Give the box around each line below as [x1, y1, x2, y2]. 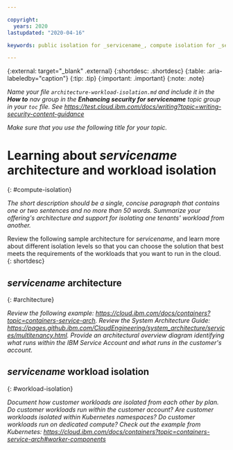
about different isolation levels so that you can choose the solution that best [7, 242, 224, 250]
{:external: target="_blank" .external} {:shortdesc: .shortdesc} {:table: [7, 67, 206, 75]
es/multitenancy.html [7, 331, 67, 339]
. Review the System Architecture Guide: [95, 316, 210, 324]
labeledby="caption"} [7, 74, 69, 83]
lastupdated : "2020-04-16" [7, 29, 85, 36]
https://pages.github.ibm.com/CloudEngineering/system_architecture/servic [7, 324, 225, 332]
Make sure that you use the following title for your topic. [7, 123, 168, 132]
